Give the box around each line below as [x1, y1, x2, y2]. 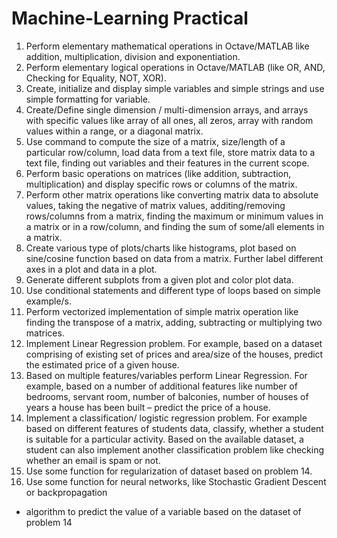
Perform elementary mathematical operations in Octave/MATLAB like [25, 40, 310, 52]
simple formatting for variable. [25, 93, 151, 105]
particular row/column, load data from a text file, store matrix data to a [25, 146, 316, 158]
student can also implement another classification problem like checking [25, 443, 325, 456]
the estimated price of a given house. [25, 358, 180, 371]
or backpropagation [25, 486, 108, 498]
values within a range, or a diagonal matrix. [25, 125, 204, 137]
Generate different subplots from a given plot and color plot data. [25, 273, 294, 286]
